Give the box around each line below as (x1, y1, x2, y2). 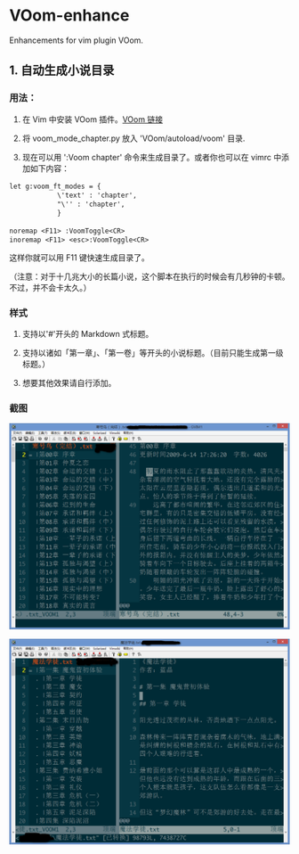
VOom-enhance (9, 5, 130, 26)
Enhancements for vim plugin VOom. (9, 35, 144, 45)
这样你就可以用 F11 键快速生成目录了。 (9, 251, 149, 263)
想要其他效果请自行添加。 (21, 377, 117, 388)
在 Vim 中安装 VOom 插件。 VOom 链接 (21, 113, 163, 125)
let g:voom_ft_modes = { (9, 182, 101, 191)
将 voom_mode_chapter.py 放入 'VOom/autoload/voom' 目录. (21, 133, 246, 144)
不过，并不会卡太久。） (9, 282, 92, 292)
